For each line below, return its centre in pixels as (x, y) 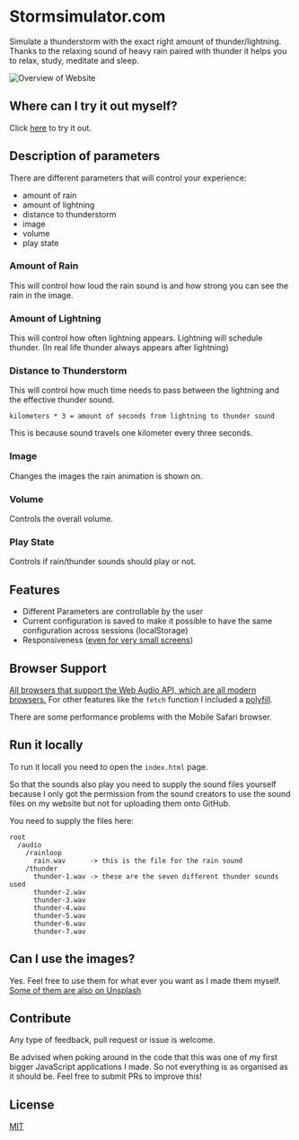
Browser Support (58, 668)
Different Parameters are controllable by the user (113, 612)
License (32, 1105)
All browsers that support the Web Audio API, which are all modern (133, 690)
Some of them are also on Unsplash (75, 990)
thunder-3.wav (60, 900)
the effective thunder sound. (62, 400)
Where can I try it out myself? (93, 106)
